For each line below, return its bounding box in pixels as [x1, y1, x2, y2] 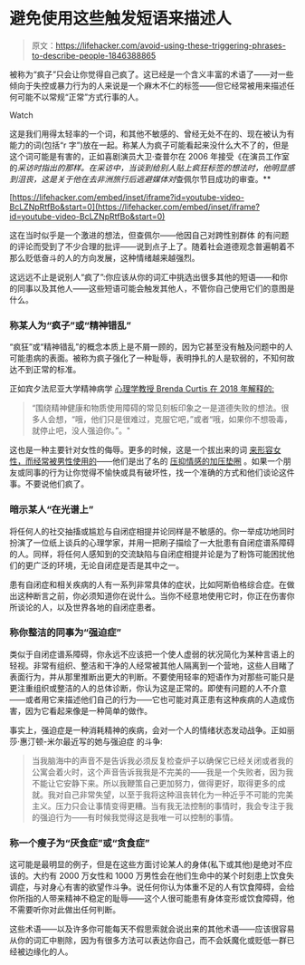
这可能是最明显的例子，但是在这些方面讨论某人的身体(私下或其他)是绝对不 [9, 859, 285, 870]
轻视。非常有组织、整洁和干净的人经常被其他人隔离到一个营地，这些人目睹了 [9, 660, 295, 671]
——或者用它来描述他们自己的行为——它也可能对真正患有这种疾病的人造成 [9, 694, 287, 705]
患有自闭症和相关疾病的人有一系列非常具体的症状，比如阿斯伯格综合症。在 [9, 579, 287, 590]
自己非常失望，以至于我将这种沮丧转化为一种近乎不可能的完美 [62, 789, 294, 800]
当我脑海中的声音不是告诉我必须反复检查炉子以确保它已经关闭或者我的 [31, 755, 294, 766]
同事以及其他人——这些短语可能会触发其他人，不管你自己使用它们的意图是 [16, 283, 295, 294]
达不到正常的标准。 [9, 364, 81, 375]
